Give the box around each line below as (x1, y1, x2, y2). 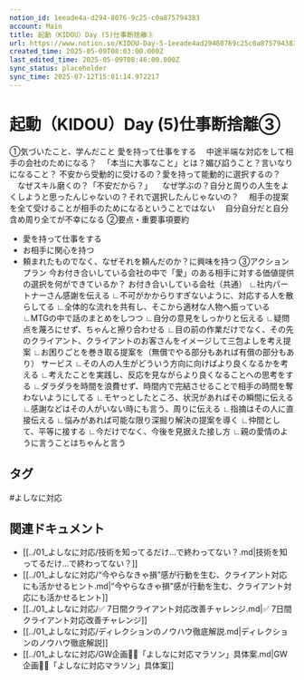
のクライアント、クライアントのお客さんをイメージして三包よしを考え (22, 335, 283, 345)
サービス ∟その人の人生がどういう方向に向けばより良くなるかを (40, 357, 281, 368)
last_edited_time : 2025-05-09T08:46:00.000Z (9, 55, 180, 64)
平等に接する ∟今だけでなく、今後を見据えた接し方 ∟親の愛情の (38, 425, 280, 436)
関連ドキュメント (9, 520, 105, 536)
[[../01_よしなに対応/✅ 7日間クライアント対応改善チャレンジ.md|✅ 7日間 (22, 604, 292, 615)
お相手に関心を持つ (22, 244, 95, 255)
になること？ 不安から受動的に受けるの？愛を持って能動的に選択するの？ (9, 169, 281, 180)
